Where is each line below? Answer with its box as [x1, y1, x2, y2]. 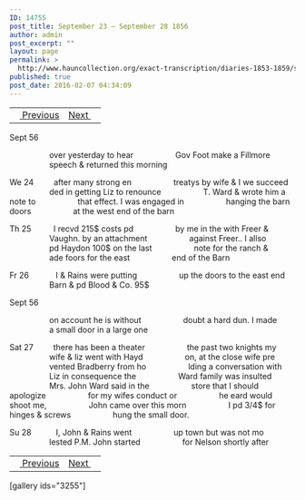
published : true [9, 73, 71, 82]
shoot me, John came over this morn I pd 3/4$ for [9, 399, 276, 410]
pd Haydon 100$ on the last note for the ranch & [49, 242, 270, 253]
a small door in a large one [49, 324, 148, 335]
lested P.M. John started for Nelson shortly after [49, 436, 270, 447]
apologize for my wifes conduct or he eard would [9, 389, 273, 400]
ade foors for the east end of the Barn [49, 251, 231, 263]
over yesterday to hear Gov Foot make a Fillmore [49, 149, 271, 160]
